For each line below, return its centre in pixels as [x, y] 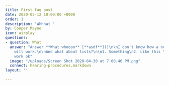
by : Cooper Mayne [23, 28]
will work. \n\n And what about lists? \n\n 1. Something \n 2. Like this [88, 51]
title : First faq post [29, 10]
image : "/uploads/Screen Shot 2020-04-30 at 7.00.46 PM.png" [75, 61]
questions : [17, 38]
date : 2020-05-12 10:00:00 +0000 [40, 14]
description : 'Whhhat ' [30, 24]
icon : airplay [20, 33]
